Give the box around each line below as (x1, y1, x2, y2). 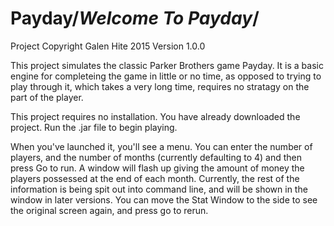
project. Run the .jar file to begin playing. (10, 121, 178, 133)
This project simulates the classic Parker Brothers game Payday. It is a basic (10, 59, 324, 71)
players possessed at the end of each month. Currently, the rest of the (10, 172, 300, 184)
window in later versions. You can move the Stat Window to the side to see (10, 193, 318, 206)
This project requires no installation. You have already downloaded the (10, 110, 301, 122)
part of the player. (10, 91, 84, 103)
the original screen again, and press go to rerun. (10, 204, 209, 216)
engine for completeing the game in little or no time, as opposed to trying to (10, 70, 322, 82)
